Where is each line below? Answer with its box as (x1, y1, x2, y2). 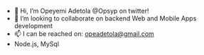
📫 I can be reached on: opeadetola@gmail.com (14, 30, 154, 38)
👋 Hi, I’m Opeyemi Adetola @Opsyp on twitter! (14, 7, 149, 15)
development (14, 22, 53, 30)
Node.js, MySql (14, 39, 59, 48)
